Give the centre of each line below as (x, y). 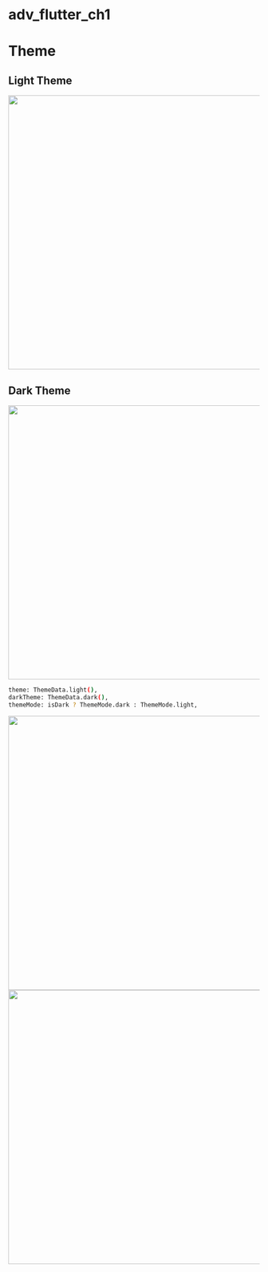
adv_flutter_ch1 (59, 15)
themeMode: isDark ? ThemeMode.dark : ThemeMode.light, (103, 705)
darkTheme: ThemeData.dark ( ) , (59, 697)
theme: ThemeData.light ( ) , (53, 690)
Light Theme (40, 80)
